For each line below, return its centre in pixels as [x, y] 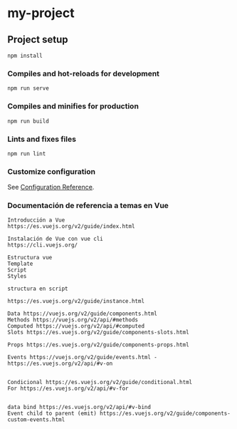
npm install [25, 56]
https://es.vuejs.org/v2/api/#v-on [60, 364]
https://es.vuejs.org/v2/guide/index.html [71, 227]
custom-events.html [36, 420]
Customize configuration [52, 171]
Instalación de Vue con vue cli [55, 239]
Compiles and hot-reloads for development [84, 73]
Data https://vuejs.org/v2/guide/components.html [83, 314]
